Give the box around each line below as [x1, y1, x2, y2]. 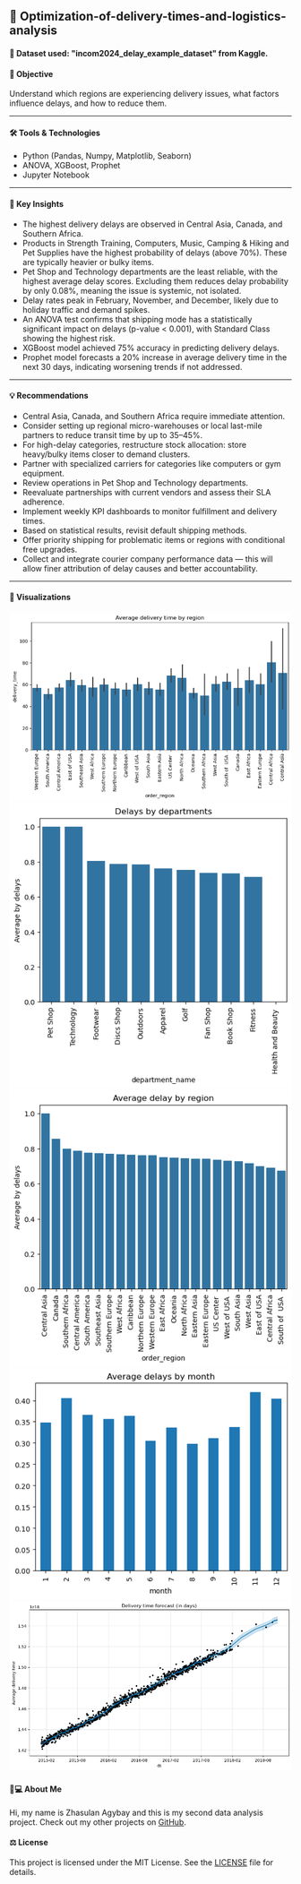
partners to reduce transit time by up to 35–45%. [21, 429, 203, 440]
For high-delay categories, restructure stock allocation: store [21, 439, 247, 450]
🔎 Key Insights [9, 198, 64, 209]
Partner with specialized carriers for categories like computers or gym [21, 458, 281, 469]
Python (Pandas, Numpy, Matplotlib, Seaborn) [21, 151, 193, 161]
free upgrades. [21, 544, 78, 555]
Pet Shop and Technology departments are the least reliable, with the [21, 266, 279, 277]
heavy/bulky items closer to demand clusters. [21, 449, 191, 460]
